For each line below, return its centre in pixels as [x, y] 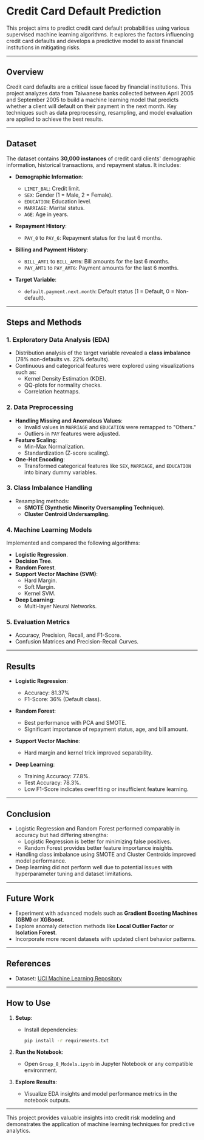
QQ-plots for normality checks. [63, 385]
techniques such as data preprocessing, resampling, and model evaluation [99, 112]
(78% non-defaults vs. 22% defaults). [62, 359]
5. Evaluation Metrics [38, 622]
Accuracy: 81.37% [47, 693]
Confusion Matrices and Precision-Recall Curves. [76, 642]
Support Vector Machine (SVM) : [56, 574]
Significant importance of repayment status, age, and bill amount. [106, 729]
